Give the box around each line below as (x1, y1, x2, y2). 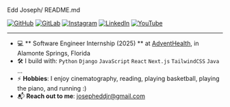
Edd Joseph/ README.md (7, 6, 81, 14)
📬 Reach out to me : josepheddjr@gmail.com (16, 92, 146, 100)
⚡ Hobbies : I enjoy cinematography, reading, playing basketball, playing (16, 75, 220, 82)
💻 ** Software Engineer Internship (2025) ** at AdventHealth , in (16, 39, 200, 47)
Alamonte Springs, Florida (16, 49, 91, 57)
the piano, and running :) (16, 84, 87, 92)
